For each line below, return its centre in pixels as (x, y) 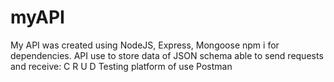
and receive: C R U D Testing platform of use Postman (121, 66)
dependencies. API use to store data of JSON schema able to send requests (167, 55)
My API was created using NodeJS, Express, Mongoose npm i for (145, 45)
